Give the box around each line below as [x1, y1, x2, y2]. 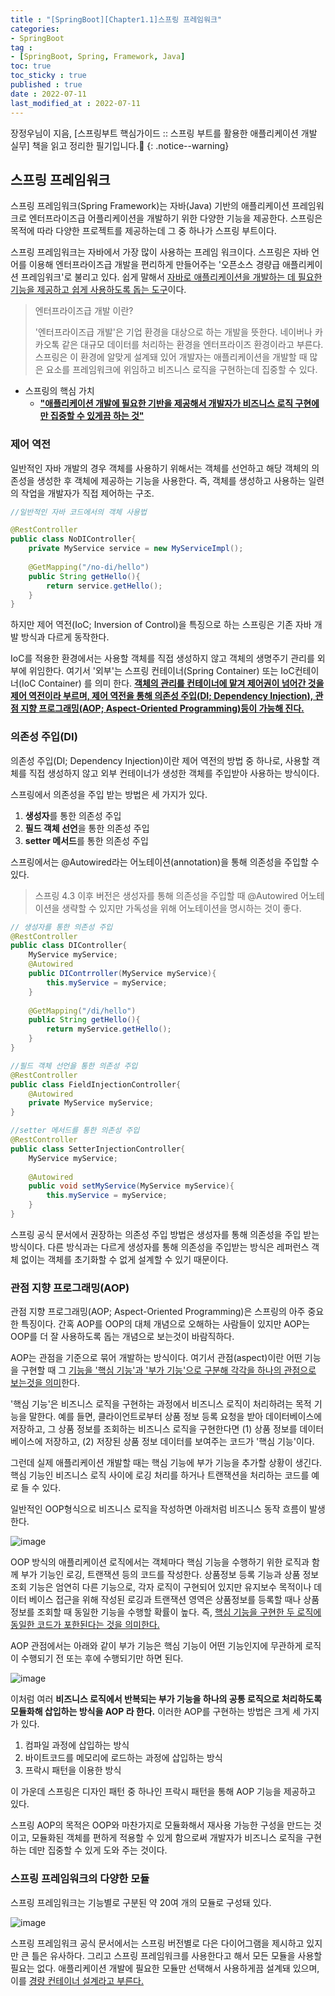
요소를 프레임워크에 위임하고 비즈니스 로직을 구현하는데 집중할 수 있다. [45, 364, 318, 376]
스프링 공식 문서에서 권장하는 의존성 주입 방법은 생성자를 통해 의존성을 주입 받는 [10, 1228, 320, 1240]
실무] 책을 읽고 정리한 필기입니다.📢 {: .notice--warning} [10, 139, 230, 151]
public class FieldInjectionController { [10, 1079, 182, 1090]
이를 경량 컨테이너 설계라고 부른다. [10, 1974, 144, 1986]
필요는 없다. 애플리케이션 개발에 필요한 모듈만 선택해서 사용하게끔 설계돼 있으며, [10, 1962, 320, 1974]
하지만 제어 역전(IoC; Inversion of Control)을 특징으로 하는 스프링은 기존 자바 [10, 619, 312, 631]
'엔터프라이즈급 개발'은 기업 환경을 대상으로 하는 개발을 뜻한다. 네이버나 [34, 326, 313, 338]
